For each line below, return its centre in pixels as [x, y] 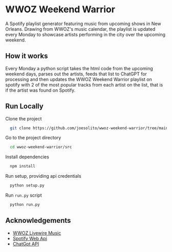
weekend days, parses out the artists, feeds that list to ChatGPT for [76, 74]
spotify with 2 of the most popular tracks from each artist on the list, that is [84, 85]
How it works [27, 56]
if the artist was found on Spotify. [40, 90]
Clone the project [24, 118]
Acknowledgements [38, 220]
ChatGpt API [26, 244]
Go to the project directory [33, 138]
